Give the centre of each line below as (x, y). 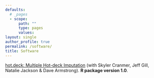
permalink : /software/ (29, 46)
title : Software (22, 51)
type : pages (31, 28)
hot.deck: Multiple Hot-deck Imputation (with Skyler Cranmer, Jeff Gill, (77, 65)
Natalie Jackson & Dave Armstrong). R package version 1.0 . (67, 70)
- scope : (19, 19)
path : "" (27, 23)
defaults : (15, 10)
